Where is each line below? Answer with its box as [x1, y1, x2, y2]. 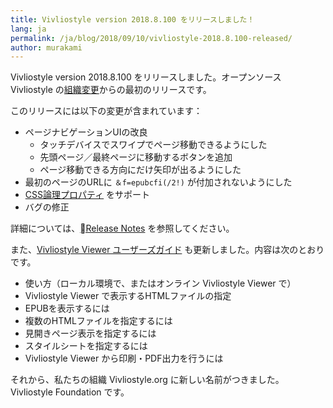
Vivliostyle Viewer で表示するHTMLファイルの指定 [24, 290, 232, 302]
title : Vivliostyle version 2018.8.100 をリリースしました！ [10, 14, 255, 25]
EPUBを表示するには [24, 302, 110, 315]
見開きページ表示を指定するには [24, 327, 157, 340]
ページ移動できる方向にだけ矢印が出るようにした [39, 164, 242, 176]
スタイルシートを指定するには [24, 340, 148, 352]
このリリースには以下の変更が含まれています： [10, 105, 203, 117]
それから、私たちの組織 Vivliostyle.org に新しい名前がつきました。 [10, 374, 285, 386]
